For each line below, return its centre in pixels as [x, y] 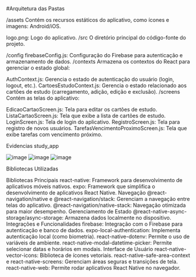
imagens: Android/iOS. [33, 26]
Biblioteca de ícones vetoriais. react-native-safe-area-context [115, 255]
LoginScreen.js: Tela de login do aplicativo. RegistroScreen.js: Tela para [93, 122]
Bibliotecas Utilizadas [32, 169]
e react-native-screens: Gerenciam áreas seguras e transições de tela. [92, 261]
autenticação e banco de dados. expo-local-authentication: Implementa [93, 230]
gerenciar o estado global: [38, 68]
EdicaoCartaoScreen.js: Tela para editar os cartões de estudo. [82, 109]
